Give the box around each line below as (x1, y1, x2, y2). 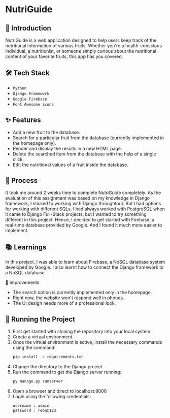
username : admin (12, 403, 50, 408)
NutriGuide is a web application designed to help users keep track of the (5, 37, 157, 43)
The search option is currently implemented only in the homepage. (12, 290, 152, 296)
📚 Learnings (5, 243, 47, 251)
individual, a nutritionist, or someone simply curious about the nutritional (5, 48, 156, 54)
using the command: (12, 344, 56, 351)
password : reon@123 (12, 408, 56, 413)
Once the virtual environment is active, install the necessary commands (12, 339, 162, 345)
